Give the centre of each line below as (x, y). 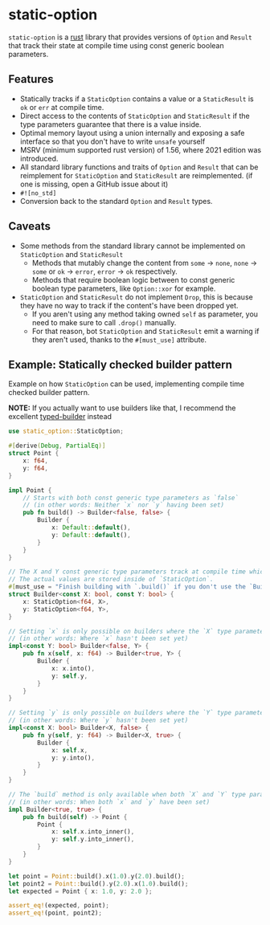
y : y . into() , (73, 758)
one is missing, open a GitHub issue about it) (94, 184)
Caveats (29, 226)
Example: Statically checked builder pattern (121, 364)
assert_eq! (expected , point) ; (59, 906)
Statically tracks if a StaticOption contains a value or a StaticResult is (137, 99)
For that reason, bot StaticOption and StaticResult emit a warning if (145, 331)
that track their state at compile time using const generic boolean (116, 45)
